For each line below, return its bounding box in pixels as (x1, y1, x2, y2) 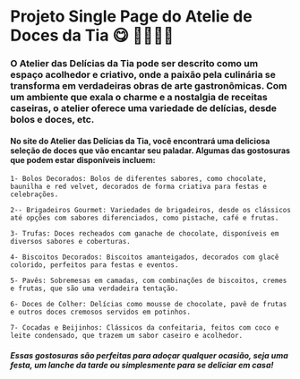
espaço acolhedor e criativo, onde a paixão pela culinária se (10, 69, 276, 82)
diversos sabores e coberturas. (10, 237, 131, 246)
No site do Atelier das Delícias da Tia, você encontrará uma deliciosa (10, 135, 270, 146)
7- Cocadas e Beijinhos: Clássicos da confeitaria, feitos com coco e (10, 323, 279, 332)
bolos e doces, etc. (10, 114, 95, 126)
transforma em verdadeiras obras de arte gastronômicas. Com (10, 80, 287, 92)
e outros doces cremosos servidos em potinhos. (10, 307, 192, 317)
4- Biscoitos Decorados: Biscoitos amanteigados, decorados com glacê (10, 253, 279, 262)
